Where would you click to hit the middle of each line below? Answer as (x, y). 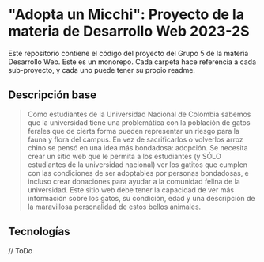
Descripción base (53, 95)
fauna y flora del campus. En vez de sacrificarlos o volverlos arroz (135, 139)
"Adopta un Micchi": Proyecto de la (126, 15)
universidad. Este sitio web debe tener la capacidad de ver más (131, 190)
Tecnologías (39, 232)
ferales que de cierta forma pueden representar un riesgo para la (133, 131)
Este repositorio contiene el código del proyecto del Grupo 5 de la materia (128, 53)
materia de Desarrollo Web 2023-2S (129, 31)
